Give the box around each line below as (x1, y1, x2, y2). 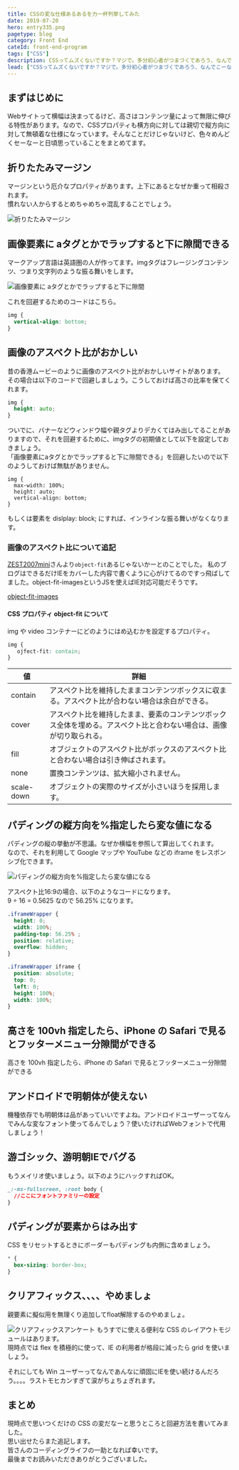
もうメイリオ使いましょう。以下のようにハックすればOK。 (7, 1171, 178, 1180)
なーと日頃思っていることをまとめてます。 (26, 138, 150, 147)
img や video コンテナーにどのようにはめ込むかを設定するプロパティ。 (7, 627, 214, 635)
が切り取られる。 (49, 731, 107, 741)
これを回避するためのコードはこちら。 (7, 298, 119, 306)
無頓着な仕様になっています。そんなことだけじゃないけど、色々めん (26, 130, 224, 138)
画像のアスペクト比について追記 (7, 543, 116, 553)
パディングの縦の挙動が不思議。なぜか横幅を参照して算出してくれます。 (7, 839, 218, 848)
